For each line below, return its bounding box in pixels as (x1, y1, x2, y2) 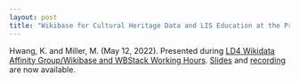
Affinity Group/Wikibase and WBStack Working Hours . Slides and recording (9, 55, 287, 65)
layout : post (9, 12, 58, 22)
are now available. (9, 63, 76, 75)
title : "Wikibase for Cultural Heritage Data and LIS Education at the (9, 21, 280, 30)
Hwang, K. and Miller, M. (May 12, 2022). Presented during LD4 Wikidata (9, 45, 276, 56)
